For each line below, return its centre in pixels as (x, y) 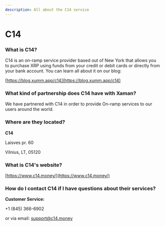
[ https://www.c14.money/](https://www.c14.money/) (57, 176)
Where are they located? (35, 122)
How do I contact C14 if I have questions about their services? (81, 188)
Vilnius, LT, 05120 (23, 152)
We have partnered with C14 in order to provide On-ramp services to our (79, 104)
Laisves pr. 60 (19, 142)
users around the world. (29, 109)
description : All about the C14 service (47, 10)
